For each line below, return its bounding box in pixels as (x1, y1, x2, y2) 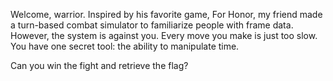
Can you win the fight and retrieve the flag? (10, 60, 189, 71)
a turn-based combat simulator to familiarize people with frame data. (10, 19, 294, 31)
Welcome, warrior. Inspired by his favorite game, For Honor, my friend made (10, 9, 323, 20)
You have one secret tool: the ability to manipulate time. (10, 40, 240, 52)
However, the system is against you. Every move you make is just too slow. (10, 30, 318, 41)
